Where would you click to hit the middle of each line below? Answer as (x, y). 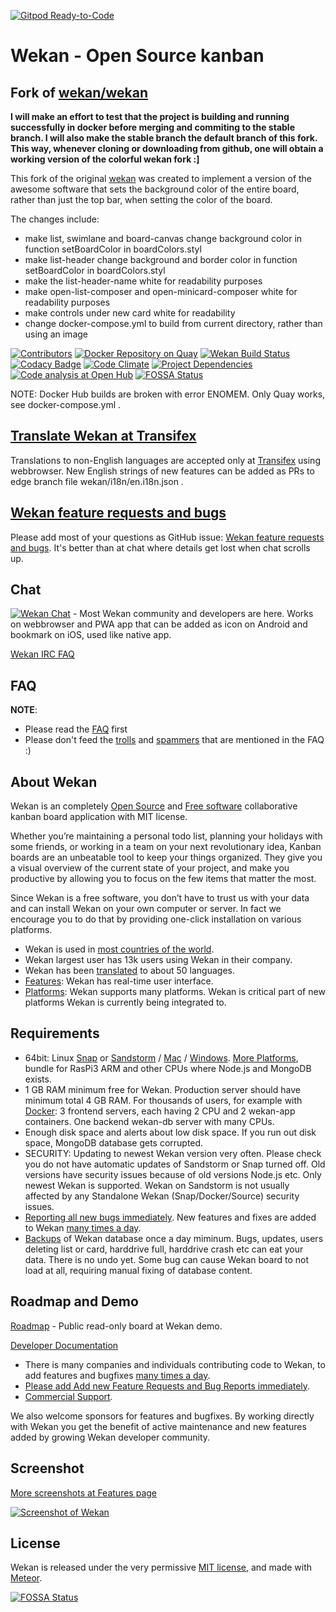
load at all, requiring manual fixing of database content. (138, 1270)
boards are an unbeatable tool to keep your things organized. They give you (166, 857)
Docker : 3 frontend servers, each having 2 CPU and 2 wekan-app (160, 1111)
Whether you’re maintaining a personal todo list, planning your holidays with (166, 836)
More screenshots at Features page (83, 1492)
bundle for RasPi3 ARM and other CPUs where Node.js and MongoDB (168, 1068)
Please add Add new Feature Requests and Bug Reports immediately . (167, 1386)
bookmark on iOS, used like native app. (91, 635)
